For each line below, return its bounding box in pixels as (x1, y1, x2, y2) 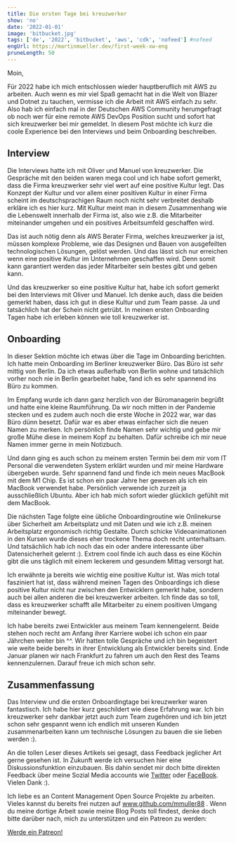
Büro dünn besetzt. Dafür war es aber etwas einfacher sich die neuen (7, 417, 209, 426)
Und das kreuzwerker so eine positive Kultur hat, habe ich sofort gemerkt (7, 282, 220, 292)
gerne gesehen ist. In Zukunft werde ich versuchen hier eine (7, 756, 182, 764)
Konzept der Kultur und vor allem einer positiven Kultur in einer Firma (7, 188, 207, 197)
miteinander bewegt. (7, 608, 67, 616)
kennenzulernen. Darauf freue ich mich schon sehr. (7, 658, 156, 667)
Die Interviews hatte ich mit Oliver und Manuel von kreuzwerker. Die (7, 166, 204, 174)
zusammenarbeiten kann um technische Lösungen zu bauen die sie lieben (7, 728, 223, 736)
